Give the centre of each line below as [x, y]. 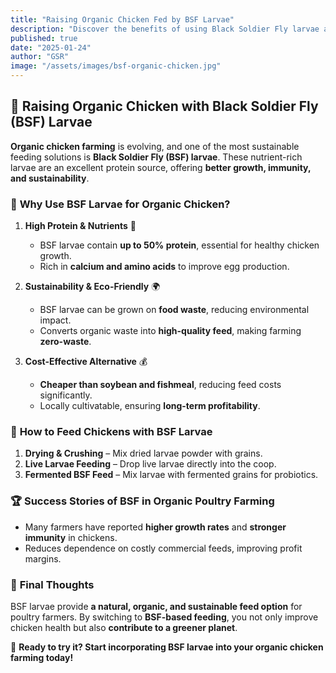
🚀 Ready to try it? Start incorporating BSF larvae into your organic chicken [167, 647]
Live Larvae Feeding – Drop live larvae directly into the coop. [150, 464]
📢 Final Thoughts [52, 584]
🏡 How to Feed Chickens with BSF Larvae [111, 432]
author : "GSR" [40, 57]
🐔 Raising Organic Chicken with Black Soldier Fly [164, 106]
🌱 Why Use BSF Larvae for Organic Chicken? [120, 204]
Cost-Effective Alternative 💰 [86, 362]
